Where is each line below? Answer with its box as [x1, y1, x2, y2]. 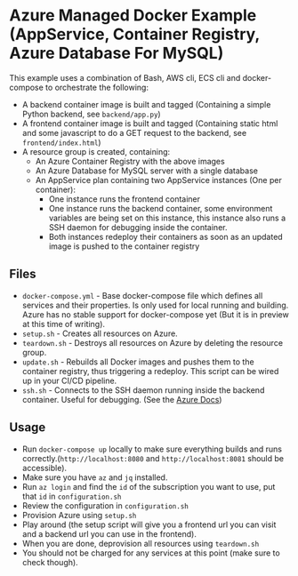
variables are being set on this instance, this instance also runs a [48, 212, 286, 223]
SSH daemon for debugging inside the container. [48, 221, 228, 232]
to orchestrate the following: [45, 82, 149, 92]
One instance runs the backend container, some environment [48, 203, 273, 213]
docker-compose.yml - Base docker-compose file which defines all [21, 290, 263, 300]
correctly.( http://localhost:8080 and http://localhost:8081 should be [21, 452, 285, 463]
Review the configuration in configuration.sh [21, 500, 189, 511]
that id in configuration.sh [21, 491, 122, 501]
